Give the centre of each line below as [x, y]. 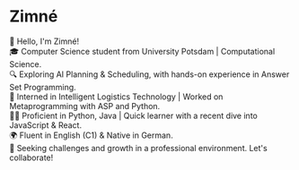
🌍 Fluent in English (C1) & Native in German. [91, 135]
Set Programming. [43, 87]
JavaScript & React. [46, 125]
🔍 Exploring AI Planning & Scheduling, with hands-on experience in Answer [149, 74]
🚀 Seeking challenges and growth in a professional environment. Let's [138, 148]
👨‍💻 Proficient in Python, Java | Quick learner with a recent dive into [133, 115]
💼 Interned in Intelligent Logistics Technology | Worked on [116, 97]
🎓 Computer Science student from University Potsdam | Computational [142, 51]
